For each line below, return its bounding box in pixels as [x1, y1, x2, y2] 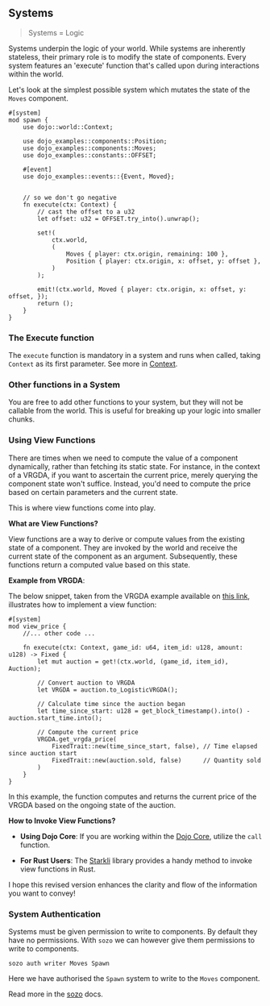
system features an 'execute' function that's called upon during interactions [8, 60, 260, 70]
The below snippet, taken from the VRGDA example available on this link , [8, 591, 251, 601]
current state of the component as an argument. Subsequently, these [8, 551, 238, 561]
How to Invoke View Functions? [8, 816, 116, 825]
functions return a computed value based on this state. [8, 559, 191, 569]
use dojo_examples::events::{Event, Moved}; [23, 173, 175, 181]
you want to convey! [8, 888, 76, 898]
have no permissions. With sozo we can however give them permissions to [8, 935, 255, 945]
